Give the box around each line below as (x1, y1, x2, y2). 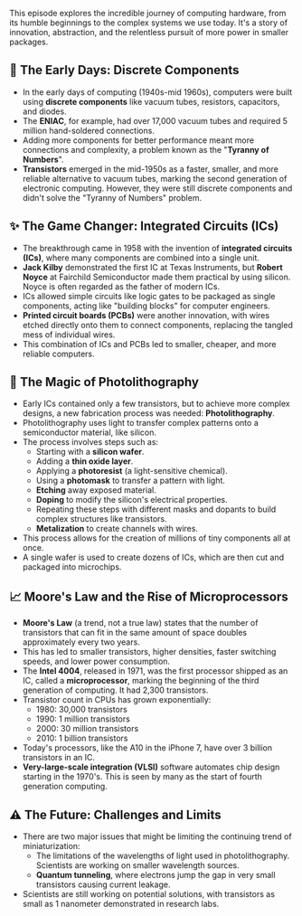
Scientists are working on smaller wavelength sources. (35, 860, 240, 871)
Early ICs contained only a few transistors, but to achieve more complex (22, 398, 291, 410)
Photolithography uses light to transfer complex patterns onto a (22, 418, 260, 429)
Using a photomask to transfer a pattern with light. (35, 475, 226, 486)
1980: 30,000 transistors (35, 704, 128, 715)
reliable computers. (22, 348, 95, 359)
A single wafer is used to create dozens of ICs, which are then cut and (22, 552, 285, 563)
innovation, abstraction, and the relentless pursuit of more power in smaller (9, 27, 289, 37)
